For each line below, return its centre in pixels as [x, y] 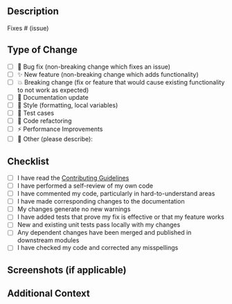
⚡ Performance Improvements [60, 129]
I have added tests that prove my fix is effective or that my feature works [121, 217]
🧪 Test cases [35, 113]
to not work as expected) [53, 90]
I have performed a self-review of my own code [85, 186]
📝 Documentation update [53, 97]
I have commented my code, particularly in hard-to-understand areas [116, 194]
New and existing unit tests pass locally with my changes [99, 225]
